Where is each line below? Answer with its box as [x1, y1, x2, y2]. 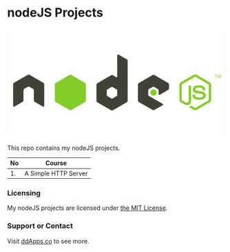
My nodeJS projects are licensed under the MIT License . [7, 204, 168, 212]
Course [45, 159, 67, 167]
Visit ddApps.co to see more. [7, 237, 90, 245]
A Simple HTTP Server [24, 169, 88, 177]
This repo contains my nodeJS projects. [7, 144, 121, 152]
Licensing [7, 188, 41, 198]
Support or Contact [7, 221, 74, 231]
